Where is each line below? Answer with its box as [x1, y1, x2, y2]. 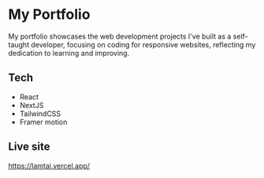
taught [8, 39, 30, 49]
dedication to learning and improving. [8, 48, 130, 57]
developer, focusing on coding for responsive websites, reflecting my [31, 39, 256, 49]
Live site [8, 140, 50, 154]
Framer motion [19, 117, 68, 127]
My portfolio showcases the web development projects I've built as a [8, 32, 232, 41]
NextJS [19, 100, 44, 109]
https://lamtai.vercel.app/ [8, 161, 91, 170]
